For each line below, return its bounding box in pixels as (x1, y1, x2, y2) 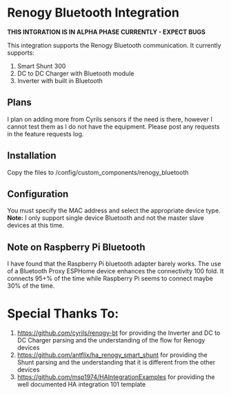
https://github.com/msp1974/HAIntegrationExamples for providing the (17, 373, 215, 381)
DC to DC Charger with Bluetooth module (17, 69, 134, 77)
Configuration (7, 188, 69, 200)
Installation (7, 150, 57, 162)
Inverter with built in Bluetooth (17, 76, 103, 84)
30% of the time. (7, 282, 55, 290)
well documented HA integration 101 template (17, 380, 146, 389)
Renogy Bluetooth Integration (7, 5, 179, 21)
